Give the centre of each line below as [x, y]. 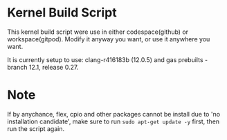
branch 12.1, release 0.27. [43, 67]
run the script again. [36, 128]
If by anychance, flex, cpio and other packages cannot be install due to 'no [113, 114]
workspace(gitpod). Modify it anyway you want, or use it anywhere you [109, 39]
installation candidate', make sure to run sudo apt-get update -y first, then [113, 121]
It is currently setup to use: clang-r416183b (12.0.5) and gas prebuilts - [108, 59]
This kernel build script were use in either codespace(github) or [98, 32]
